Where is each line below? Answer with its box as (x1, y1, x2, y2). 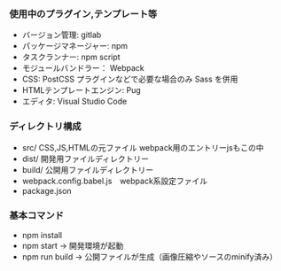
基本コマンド (9, 209, 65, 221)
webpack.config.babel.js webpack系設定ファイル (21, 175, 208, 186)
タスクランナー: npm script (21, 51, 121, 63)
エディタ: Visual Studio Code (21, 96, 128, 107)
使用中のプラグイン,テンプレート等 (9, 7, 158, 19)
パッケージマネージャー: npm (21, 41, 129, 51)
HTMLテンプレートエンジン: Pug (21, 85, 142, 96)
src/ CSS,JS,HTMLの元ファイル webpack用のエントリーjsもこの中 (21, 142, 264, 152)
